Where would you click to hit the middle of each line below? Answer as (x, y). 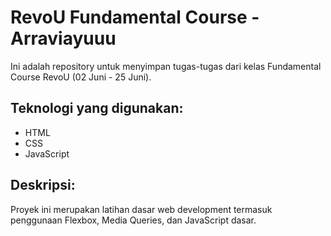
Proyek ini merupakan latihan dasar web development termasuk (141, 209)
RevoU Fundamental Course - (135, 17)
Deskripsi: (43, 185)
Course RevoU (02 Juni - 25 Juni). (81, 77)
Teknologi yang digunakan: (97, 108)
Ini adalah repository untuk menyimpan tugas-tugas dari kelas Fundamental (166, 66)
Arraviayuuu (63, 38)
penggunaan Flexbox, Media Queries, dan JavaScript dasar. (133, 220)
